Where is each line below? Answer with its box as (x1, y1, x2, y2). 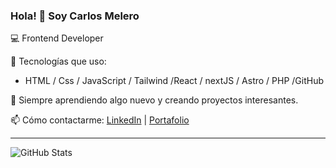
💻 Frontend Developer (10, 32, 104, 44)
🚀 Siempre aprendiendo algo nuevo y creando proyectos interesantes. (10, 94, 299, 106)
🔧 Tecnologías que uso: (10, 55, 107, 68)
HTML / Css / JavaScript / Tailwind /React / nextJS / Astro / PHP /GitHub (24, 75, 325, 87)
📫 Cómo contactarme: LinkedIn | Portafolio (10, 114, 190, 126)
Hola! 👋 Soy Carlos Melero (10, 9, 140, 23)
